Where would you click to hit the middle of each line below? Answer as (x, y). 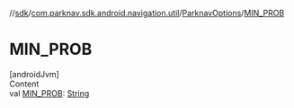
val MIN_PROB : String (49, 93)
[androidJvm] (35, 74)
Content (24, 84)
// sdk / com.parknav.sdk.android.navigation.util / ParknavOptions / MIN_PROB (147, 13)
